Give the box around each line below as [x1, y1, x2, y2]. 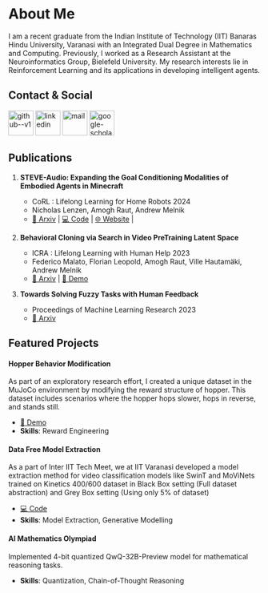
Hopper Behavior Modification [8, 358, 111, 369]
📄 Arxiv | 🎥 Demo [31, 273, 89, 283]
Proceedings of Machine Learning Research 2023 [31, 305, 196, 314]
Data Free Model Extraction [8, 444, 102, 454]
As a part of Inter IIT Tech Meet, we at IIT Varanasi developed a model [8, 462, 238, 472]
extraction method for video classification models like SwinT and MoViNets [8, 470, 255, 481]
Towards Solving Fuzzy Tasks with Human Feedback [19, 289, 199, 299]
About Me [8, 5, 75, 23]
